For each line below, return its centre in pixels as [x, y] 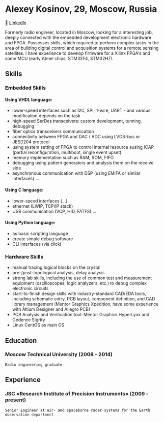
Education [21, 341]
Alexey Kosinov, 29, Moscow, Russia [81, 9]
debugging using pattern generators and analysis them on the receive [83, 163]
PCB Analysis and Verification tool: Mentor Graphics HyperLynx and [81, 315]
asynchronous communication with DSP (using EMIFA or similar [76, 173]
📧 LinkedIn [16, 23]
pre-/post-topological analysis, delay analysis [58, 273]
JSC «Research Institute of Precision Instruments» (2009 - [77, 394]
